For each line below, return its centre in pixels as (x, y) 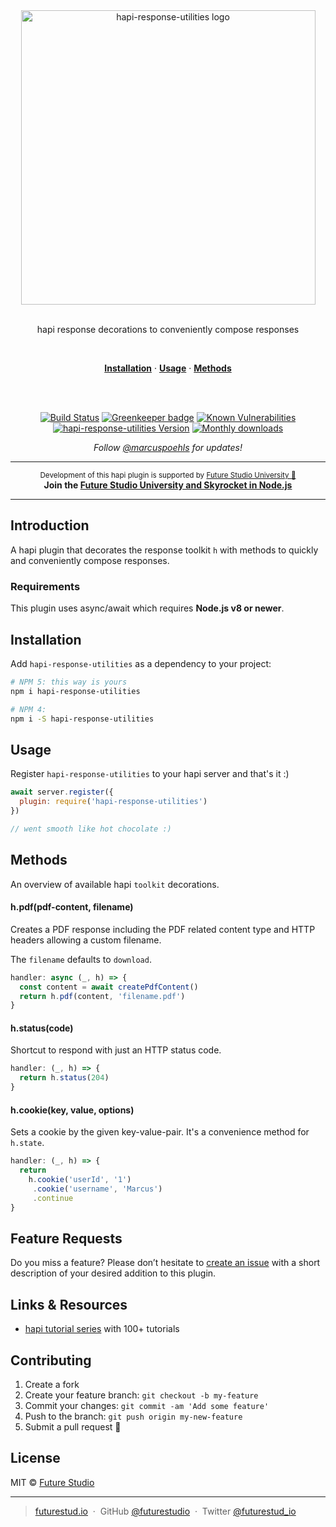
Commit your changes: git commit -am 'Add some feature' (147, 1405)
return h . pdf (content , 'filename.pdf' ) (102, 996)
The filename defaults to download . (81, 959)
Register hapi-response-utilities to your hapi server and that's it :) (150, 774)
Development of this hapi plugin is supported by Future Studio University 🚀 (168, 475)
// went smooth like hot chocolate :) (91, 829)
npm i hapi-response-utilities (75, 691)
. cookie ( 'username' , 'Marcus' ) (97, 1189)
